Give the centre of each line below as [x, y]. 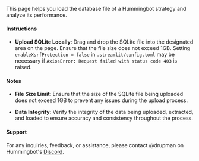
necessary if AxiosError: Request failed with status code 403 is [96, 61]
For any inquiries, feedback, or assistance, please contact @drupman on [95, 145]
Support [17, 132]
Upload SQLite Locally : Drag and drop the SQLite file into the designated [104, 42]
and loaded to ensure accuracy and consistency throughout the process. [104, 118]
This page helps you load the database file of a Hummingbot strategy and [96, 9]
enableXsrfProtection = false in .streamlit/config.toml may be [95, 55]
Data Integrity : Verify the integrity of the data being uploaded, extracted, [104, 112]
